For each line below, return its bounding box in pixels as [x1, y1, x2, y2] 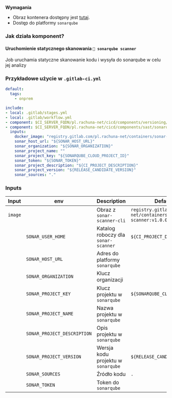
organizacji [96, 276, 123, 283]
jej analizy [5, 62, 27, 68]
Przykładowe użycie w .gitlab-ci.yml [5, 75, 101, 82]
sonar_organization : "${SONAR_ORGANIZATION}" [14, 144, 114, 149]
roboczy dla [96, 231, 125, 238]
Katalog [96, 225, 115, 232]
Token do [96, 379, 119, 386]
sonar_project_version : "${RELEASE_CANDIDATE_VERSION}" [14, 167, 137, 173]
